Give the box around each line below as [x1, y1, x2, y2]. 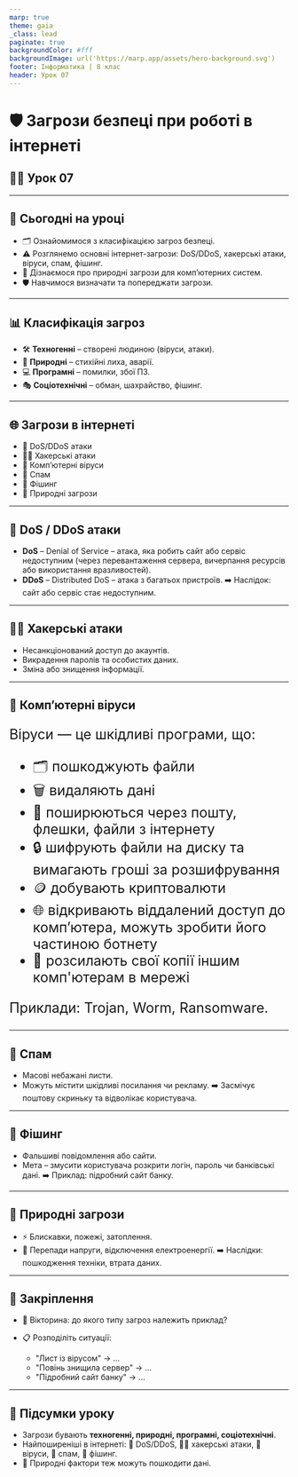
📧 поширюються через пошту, [32, 804, 238, 822]
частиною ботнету [32, 936, 158, 953]
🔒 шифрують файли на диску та [32, 839, 245, 857]
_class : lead [9, 29, 58, 38]
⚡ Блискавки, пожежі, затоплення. [21, 1231, 153, 1242]
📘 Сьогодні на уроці [9, 211, 125, 226]
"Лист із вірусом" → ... [35, 1353, 121, 1363]
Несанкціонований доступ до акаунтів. [21, 644, 170, 655]
